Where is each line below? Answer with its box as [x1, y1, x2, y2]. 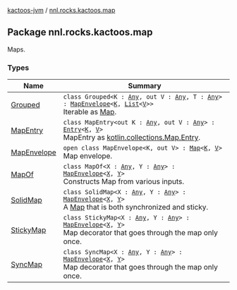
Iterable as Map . [63, 107, 117, 117]
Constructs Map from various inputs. [63, 176, 185, 186]
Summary [128, 81, 162, 91]
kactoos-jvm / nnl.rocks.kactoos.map [7, 6, 116, 14]
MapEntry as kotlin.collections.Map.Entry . [63, 133, 201, 143]
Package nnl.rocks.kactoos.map [7, 26, 153, 38]
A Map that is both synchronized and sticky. [63, 203, 209, 212]
